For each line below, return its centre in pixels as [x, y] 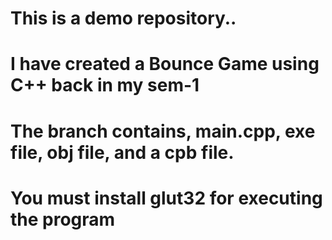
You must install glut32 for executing [166, 198]
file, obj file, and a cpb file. [122, 152]
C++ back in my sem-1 [105, 85]
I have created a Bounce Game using [165, 64]
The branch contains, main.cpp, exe [163, 131]
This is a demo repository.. [123, 18]
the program [63, 219]
